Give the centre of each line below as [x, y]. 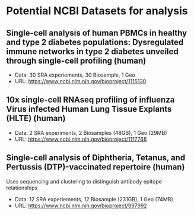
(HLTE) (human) [36, 118]
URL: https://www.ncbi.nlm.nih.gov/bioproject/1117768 [81, 139]
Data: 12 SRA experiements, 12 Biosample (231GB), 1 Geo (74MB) [94, 199]
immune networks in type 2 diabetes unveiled [93, 51]
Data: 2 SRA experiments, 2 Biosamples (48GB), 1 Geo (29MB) [91, 132]
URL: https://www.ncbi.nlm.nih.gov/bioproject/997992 [81, 205]
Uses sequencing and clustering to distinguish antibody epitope [84, 181]
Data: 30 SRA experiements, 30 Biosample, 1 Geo [75, 75]
